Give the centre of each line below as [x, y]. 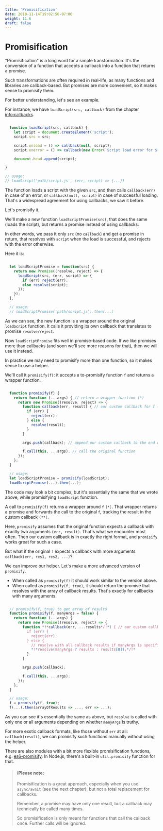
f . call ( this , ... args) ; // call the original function [79, 451]
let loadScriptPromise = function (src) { [52, 267]
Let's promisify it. [22, 210]
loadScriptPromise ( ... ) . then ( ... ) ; [45, 483]
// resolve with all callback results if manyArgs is [86, 645]
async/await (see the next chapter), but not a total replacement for [83, 789]
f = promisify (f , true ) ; [34, 703]
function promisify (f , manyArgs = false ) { [54, 613]
